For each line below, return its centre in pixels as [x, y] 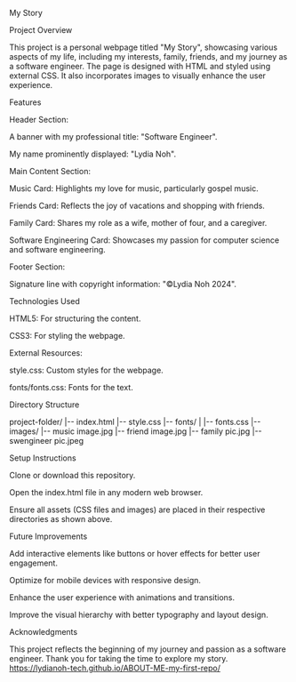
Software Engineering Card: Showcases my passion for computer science [144, 240]
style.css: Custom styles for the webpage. [87, 370]
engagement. [33, 563]
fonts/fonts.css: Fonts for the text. [71, 387]
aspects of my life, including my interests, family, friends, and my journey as [148, 56]
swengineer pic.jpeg [47, 441]
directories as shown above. [61, 519]
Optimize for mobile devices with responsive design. [105, 580]
